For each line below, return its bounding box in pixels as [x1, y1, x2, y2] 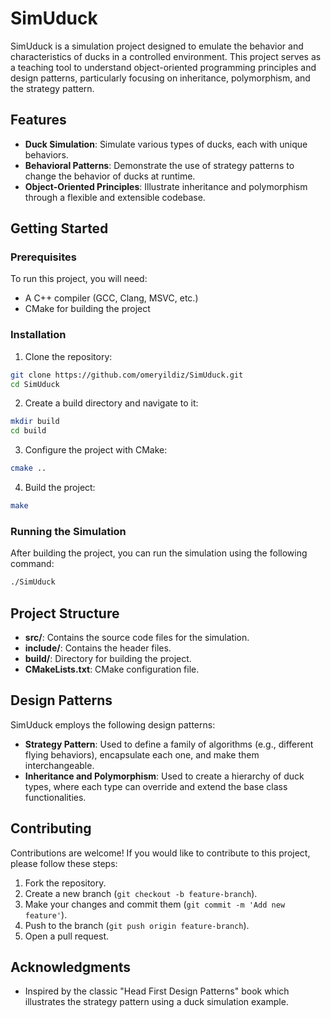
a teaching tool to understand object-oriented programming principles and [10, 61, 317, 73]
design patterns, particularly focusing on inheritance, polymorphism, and [10, 72, 311, 84]
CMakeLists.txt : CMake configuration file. [24, 663, 200, 675]
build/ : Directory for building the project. [24, 652, 192, 664]
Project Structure [10, 605, 120, 622]
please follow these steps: [10, 857, 118, 869]
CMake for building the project [24, 303, 151, 315]
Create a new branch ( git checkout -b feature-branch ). [24, 887, 258, 899]
